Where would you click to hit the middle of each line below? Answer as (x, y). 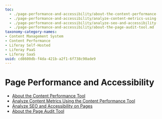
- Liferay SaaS (20, 54)
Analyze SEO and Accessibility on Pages (52, 106)
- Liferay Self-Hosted (28, 45)
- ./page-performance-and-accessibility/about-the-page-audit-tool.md (82, 27)
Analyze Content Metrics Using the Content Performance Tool (74, 101)
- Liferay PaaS (20, 50)
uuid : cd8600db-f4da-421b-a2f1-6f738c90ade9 (50, 59)
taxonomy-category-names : (31, 32)
